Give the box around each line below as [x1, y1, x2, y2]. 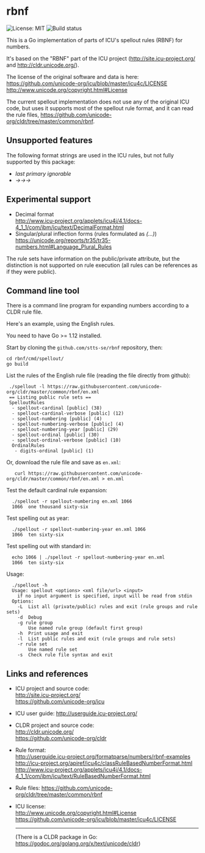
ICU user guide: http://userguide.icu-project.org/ [15, 710, 137, 717]
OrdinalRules [12, 443, 45, 449]
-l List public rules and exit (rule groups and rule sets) [17, 636, 176, 642]
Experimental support [6, 194, 92, 205]
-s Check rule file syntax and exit [17, 652, 113, 658]
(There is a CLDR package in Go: [15, 833, 98, 841]
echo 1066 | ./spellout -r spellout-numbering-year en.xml [12, 554, 165, 561]
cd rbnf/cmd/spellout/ [6, 356, 64, 362]
